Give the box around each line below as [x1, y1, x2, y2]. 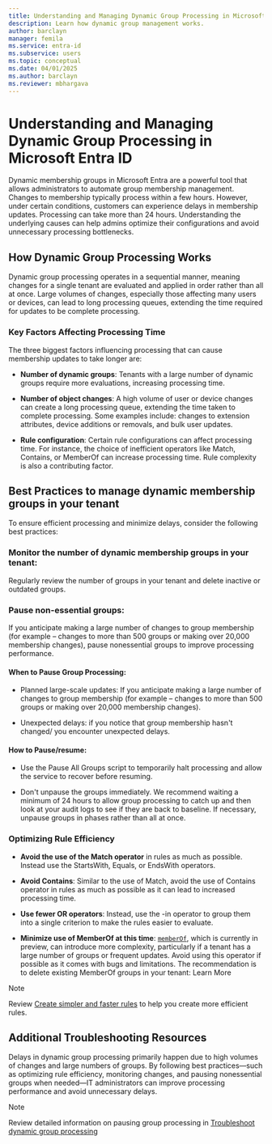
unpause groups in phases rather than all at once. [19, 813, 186, 823]
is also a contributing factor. [19, 460, 114, 470]
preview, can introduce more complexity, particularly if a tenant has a [19, 942, 251, 951]
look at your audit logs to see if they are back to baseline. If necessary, [19, 804, 257, 814]
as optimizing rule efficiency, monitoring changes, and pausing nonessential [8, 1070, 262, 1079]
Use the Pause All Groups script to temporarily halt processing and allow [19, 763, 263, 773]
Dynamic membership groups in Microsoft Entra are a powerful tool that [8, 176, 248, 185]
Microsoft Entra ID [8, 149, 133, 167]
